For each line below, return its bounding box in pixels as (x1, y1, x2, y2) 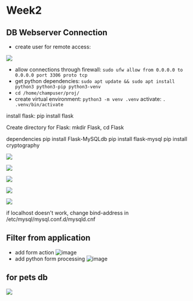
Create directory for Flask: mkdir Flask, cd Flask (6, 124, 124, 131)
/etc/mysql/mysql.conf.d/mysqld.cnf (6, 216, 96, 223)
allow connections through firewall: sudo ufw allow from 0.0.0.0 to (14, 66, 183, 73)
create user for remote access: (14, 43, 91, 50)
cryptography (6, 142, 40, 149)
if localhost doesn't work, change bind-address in (6, 210, 129, 216)
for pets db (6, 272, 48, 282)
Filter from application (6, 233, 91, 243)
